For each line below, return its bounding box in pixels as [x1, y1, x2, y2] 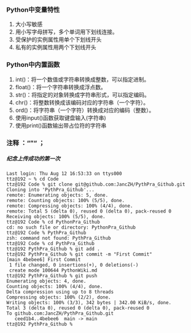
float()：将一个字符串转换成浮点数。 [15, 83, 106, 90]
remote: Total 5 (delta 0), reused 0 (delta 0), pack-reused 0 [6, 208, 172, 214]
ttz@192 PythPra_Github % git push [6, 273, 98, 279]
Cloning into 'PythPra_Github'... [6, 187, 95, 193]
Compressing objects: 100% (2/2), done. [6, 294, 112, 300]
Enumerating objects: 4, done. [6, 278, 87, 284]
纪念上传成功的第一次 [6, 155, 60, 162]
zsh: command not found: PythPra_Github [6, 235, 112, 241]
